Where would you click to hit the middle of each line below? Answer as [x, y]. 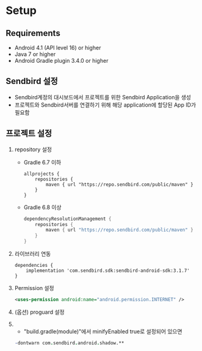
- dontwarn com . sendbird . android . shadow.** [69, 343]
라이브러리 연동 [33, 254]
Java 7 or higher [35, 54]
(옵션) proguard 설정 [39, 312]
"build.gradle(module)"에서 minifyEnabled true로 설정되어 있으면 [103, 331]
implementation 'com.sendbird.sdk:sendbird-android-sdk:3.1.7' [108, 271]
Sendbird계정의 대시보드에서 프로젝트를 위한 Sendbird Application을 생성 [103, 97]
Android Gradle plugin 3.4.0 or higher [61, 61]
